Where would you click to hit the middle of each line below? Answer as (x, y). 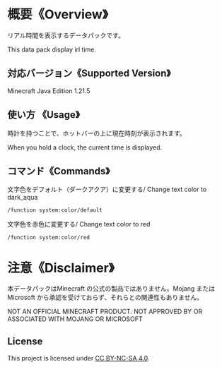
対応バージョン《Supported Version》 (89, 74)
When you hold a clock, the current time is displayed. (85, 147)
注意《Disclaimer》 (61, 268)
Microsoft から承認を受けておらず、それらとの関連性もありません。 (105, 298)
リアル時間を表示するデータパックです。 (66, 35)
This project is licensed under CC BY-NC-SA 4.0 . (78, 358)
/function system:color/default (55, 210)
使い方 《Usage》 (43, 115)
